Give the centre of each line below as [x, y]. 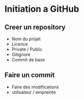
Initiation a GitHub [42, 9]
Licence [20, 44]
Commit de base [28, 60]
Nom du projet [26, 39]
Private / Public [27, 49]
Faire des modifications [35, 87]
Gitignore [21, 54]
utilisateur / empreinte [34, 92]
